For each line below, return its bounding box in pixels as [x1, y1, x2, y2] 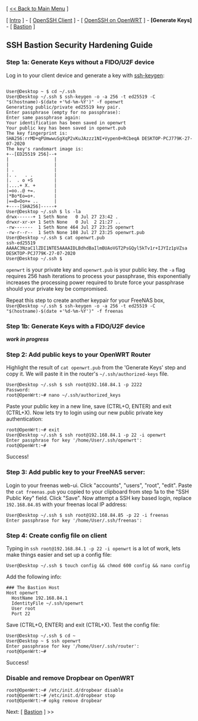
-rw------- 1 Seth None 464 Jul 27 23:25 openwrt [6, 224, 134, 230]
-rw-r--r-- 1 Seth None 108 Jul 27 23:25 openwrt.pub [6, 229, 145, 235]
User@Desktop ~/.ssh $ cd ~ [6, 633, 76, 639]
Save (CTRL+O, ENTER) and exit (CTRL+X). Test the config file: [6, 621, 160, 628]
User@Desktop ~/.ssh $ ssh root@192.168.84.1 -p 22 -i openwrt [6, 432, 166, 438]
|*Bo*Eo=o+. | [6, 193, 58, 199]
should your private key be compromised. [6, 285, 108, 292]
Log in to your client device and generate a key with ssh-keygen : [6, 72, 165, 79]
